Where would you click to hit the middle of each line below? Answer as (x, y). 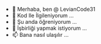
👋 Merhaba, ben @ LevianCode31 (54, 9)
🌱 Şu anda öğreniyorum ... (44, 22)
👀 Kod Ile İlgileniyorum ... (43, 15)
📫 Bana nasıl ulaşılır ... (40, 35)
